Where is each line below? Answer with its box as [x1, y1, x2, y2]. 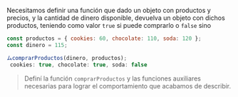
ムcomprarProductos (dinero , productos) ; [6, 54, 128, 61]
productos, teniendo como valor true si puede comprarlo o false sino [6, 21, 212, 29]
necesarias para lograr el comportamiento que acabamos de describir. [24, 81, 232, 90]
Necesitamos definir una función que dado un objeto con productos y [6, 6, 211, 14]
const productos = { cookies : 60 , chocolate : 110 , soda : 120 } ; [6, 35, 202, 42]
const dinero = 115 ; [6, 41, 68, 48]
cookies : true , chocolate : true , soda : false [9, 61, 148, 68]
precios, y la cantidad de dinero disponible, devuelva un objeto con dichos [6, 14, 225, 22]
